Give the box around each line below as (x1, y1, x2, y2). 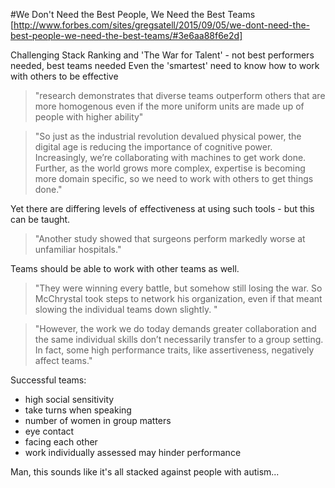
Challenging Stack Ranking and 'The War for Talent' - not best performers (10, 49, 315, 61)
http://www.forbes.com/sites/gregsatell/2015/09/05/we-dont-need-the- (13, 19, 311, 31)
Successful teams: (10, 374, 87, 386)
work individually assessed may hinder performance (24, 447, 242, 458)
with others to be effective (10, 70, 119, 82)
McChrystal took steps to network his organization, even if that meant (34, 293, 323, 304)
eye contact (24, 425, 75, 437)
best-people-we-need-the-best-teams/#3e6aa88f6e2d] (10, 30, 243, 41)
